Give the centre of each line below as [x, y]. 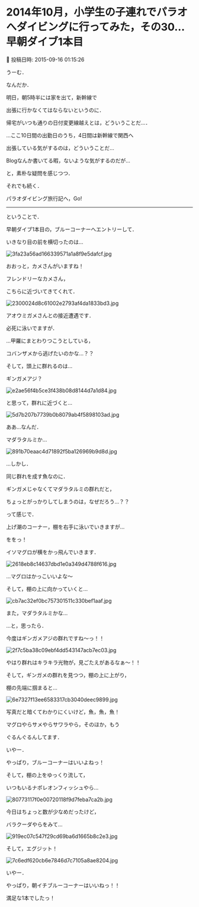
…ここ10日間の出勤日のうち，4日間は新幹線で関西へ [70, 135]
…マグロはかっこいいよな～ [39, 576]
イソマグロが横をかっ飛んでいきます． [53, 552]
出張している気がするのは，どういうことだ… [60, 148]
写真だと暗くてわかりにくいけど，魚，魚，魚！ [63, 711]
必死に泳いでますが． [32, 328]
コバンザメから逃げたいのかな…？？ [50, 353]
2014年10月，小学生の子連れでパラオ [97, 12]
